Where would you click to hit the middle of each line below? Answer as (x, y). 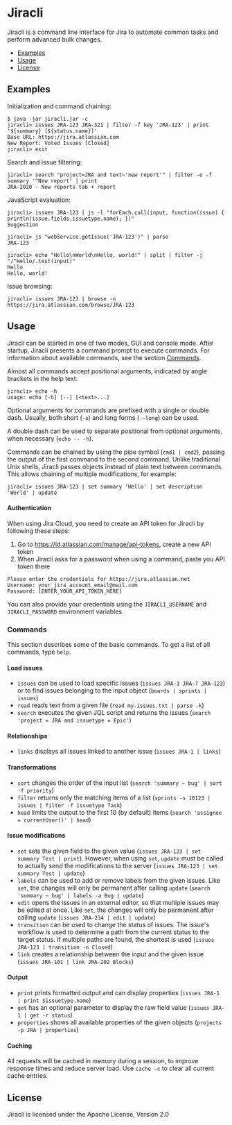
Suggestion (23, 225)
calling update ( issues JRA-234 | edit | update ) (86, 917)
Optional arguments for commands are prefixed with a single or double (108, 410)
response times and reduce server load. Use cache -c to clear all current (111, 1068)
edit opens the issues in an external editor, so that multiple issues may (118, 902)
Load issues (25, 668)
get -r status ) (51, 1015)
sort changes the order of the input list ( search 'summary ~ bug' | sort (120, 783)
